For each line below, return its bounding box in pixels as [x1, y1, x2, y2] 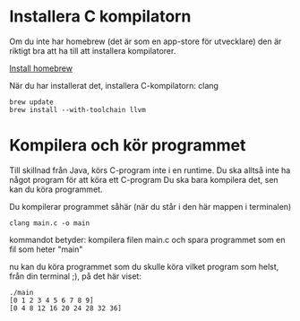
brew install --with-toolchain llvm [9, 105, 146, 114]
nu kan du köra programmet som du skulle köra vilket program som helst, [9, 261, 279, 272]
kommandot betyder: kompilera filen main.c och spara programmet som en [9, 234, 286, 245]
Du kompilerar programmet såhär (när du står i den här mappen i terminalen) [9, 201, 292, 212]
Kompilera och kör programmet [9, 135, 246, 156]
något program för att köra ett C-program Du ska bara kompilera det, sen [9, 174, 279, 185]
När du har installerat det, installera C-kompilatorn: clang [9, 80, 219, 91]
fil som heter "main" [9, 244, 83, 255]
